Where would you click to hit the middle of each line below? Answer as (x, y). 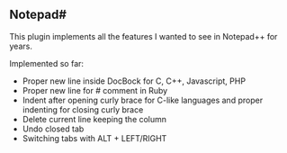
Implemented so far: (46, 63)
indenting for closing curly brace (83, 109)
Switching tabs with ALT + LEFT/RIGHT (94, 138)
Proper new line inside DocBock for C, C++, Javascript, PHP (134, 81)
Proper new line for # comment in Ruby (95, 90)
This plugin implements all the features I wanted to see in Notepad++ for (143, 36)
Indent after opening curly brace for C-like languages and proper (143, 100)
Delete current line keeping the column (94, 119)
